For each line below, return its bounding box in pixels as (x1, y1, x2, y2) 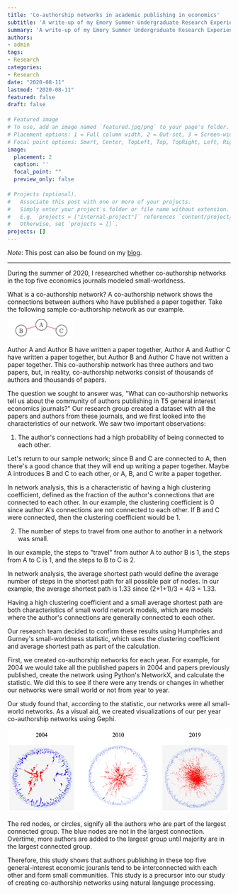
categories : (7, 64, 42, 71)
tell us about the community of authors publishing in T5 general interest (7, 397, 216, 405)
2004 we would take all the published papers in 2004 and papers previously (7, 663, 230, 672)
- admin (7, 41, 30, 49)
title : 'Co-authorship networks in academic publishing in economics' (7, 11, 220, 18)
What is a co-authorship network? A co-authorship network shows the (7, 290, 213, 298)
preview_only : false (13, 176, 74, 183)
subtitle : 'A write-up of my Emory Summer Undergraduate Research (7, 18, 208, 26)
